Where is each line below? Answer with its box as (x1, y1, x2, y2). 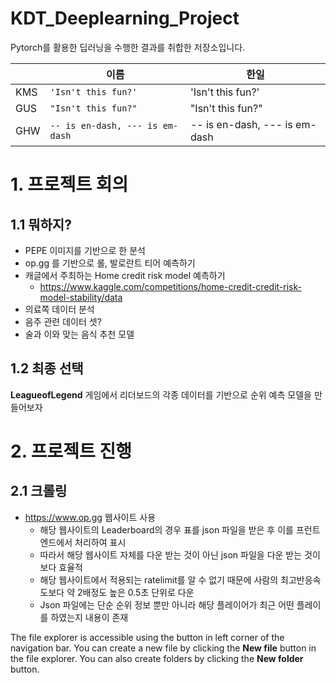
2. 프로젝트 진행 (10, 440, 132, 462)
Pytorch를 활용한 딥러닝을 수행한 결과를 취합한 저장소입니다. (10, 41, 246, 53)
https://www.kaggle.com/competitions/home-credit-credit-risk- (39, 280, 302, 292)
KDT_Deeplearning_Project (10, 7, 240, 30)
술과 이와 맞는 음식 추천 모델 (24, 328, 135, 340)
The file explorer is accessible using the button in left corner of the (10, 631, 285, 643)
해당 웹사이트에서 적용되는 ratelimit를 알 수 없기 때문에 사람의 (39, 573, 279, 586)
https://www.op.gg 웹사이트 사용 (24, 511, 157, 523)
